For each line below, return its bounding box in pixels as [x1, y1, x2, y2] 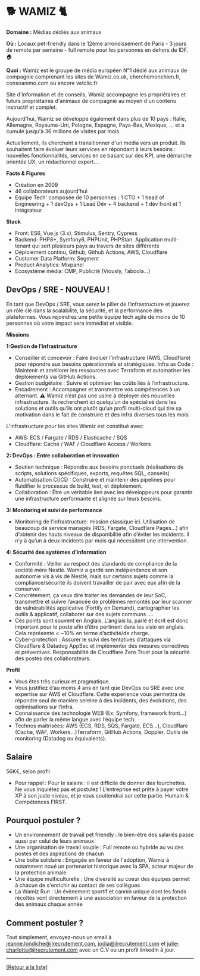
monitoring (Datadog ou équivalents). [14, 735, 107, 742]
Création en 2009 [14, 181, 58, 188]
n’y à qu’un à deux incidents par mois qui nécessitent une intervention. [14, 536, 189, 544]
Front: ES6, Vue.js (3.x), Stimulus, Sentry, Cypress [14, 230, 138, 237]
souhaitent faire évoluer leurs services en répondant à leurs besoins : [6, 145, 176, 152]
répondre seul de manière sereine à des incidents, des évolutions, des [14, 696, 187, 704]
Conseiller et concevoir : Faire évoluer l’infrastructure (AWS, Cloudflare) [14, 354, 191, 361]
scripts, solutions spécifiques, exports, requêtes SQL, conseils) [14, 469, 170, 476]
